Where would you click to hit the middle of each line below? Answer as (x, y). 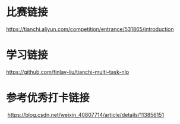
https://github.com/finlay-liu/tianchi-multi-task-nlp (68, 72)
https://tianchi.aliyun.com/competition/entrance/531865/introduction (90, 29)
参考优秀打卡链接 (48, 98)
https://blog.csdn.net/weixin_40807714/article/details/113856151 (86, 114)
